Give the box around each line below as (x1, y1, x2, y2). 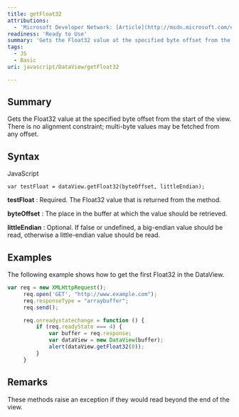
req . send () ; (23, 304, 59, 311)
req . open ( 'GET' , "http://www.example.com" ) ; (23, 290, 158, 297)
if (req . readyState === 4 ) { (36, 323, 122, 331)
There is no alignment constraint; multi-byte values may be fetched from (7, 122, 220, 131)
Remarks (7, 376, 48, 389)
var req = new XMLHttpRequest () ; (7, 284, 107, 292)
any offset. (7, 130, 39, 139)
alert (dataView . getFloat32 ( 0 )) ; (48, 343, 144, 351)
